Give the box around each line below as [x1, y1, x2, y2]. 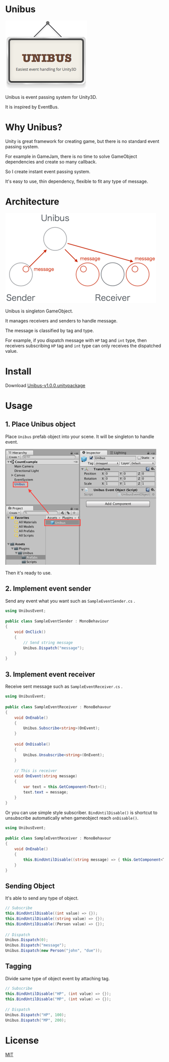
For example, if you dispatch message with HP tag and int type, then [5, 337, 147, 343]
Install [5, 366, 32, 377]
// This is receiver [14, 768, 57, 773]
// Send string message [23, 640, 73, 645]
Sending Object [5, 882, 55, 890]
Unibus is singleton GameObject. [5, 308, 73, 314]
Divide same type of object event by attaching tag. [5, 975, 110, 981]
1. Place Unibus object [5, 420, 76, 429]
